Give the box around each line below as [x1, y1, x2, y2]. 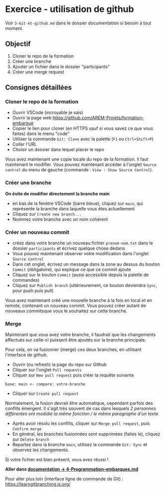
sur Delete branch [12, 436, 50, 442]
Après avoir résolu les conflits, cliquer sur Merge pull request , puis [12, 420, 150, 427]
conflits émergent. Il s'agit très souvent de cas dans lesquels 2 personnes [5, 405, 157, 412]
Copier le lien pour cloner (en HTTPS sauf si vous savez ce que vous [12, 126, 153, 132]
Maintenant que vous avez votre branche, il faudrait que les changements [5, 331, 156, 337]
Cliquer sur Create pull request [12, 390, 79, 397]
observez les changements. [12, 447, 70, 453]
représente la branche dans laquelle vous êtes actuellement [12, 205, 135, 211]
